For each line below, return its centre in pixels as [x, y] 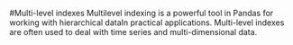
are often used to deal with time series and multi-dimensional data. [133, 32]
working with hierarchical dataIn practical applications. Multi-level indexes [147, 22]
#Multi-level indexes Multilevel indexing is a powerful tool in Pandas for [142, 13]
